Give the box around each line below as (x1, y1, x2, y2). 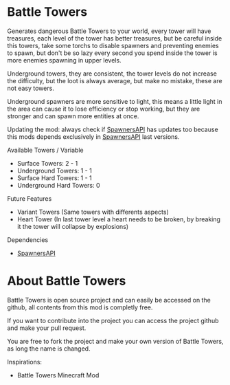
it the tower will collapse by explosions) (16, 222, 129, 230)
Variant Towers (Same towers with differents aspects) (16, 208, 170, 216)
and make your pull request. (7, 324, 87, 332)
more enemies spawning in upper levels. (7, 56, 122, 64)
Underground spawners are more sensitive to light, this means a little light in (7, 97, 222, 105)
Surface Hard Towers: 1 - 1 (16, 173, 93, 182)
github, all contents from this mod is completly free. (7, 303, 153, 311)
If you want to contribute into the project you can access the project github (7, 316, 219, 324)
